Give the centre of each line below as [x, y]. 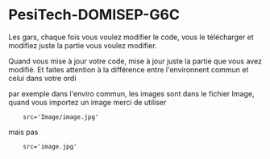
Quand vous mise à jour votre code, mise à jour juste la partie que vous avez [135, 61]
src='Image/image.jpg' [61, 117]
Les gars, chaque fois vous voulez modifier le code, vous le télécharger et [131, 37]
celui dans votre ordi [42, 78]
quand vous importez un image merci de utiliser [87, 102]
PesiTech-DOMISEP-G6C [94, 15]
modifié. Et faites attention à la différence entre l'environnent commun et [129, 69]
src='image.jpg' [50, 146]
